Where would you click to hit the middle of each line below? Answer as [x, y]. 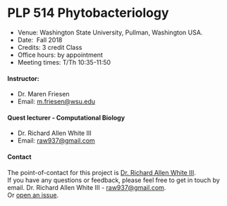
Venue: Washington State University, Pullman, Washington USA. [110, 32]
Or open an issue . [33, 195]
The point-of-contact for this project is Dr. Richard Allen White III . [102, 172]
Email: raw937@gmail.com [56, 141]
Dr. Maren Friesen [43, 94]
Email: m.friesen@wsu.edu [56, 102]
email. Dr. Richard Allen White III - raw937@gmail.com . [87, 187]
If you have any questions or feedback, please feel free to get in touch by [114, 180]
